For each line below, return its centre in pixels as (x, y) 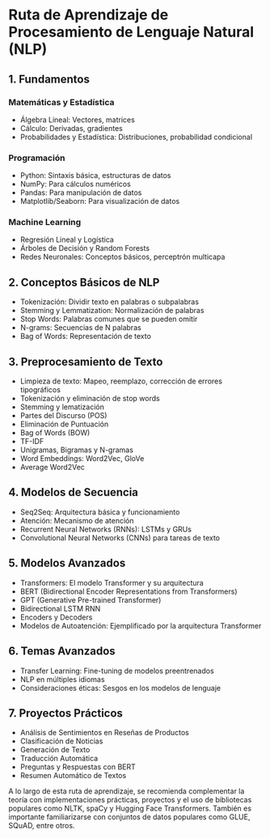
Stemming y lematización (62, 407)
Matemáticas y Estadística (61, 102)
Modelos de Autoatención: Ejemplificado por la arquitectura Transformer (141, 625)
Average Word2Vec (52, 468)
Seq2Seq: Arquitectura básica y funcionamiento (100, 512)
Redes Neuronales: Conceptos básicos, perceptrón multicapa (122, 257)
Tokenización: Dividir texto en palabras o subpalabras (110, 302)
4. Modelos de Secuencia (74, 492)
